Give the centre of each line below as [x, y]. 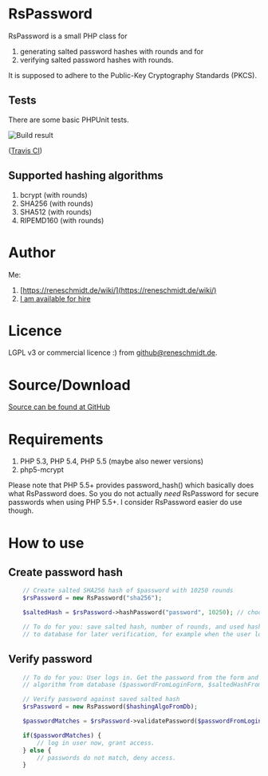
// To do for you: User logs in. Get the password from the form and [141, 678]
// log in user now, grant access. [96, 743]
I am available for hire [55, 298]
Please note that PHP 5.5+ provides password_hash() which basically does [131, 485]
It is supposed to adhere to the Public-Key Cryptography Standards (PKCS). [133, 75]
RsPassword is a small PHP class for [68, 36]
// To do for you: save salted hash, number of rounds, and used [134, 627]
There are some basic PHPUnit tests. [69, 120]
